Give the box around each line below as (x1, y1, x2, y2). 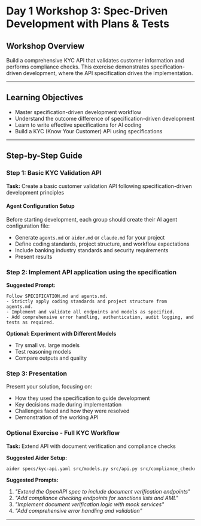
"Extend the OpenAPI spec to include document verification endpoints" (14, 488, 191, 495)
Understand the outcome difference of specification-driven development (14, 115, 194, 122)
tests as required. (6, 319, 55, 325)
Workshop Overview (6, 41, 85, 51)
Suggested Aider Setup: (6, 454, 68, 461)
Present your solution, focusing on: (6, 383, 93, 390)
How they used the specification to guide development (14, 394, 150, 402)
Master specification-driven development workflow (14, 108, 142, 115)
